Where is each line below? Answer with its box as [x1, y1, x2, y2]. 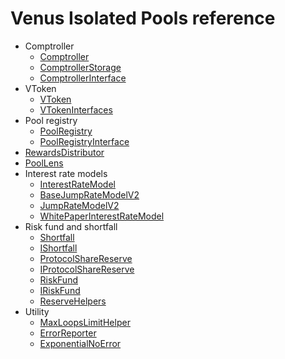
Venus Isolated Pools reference [10, 7, 276, 30]
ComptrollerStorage [39, 61, 122, 73]
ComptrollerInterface [39, 72, 127, 84]
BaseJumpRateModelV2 [39, 188, 140, 201]
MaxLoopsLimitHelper [39, 316, 131, 328]
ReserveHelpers [39, 295, 107, 307]
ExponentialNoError [39, 337, 122, 349]
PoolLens [24, 157, 64, 169]
